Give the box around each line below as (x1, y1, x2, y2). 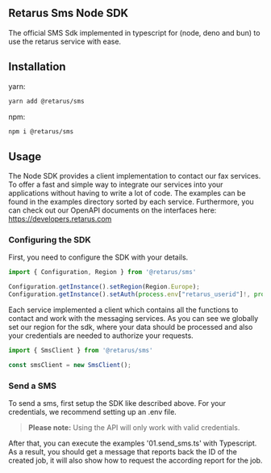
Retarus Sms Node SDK (8, 6, 129, 20)
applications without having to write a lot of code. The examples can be (8, 188, 246, 198)
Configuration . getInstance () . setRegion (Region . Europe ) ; (8, 283, 200, 291)
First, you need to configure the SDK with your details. (8, 252, 189, 262)
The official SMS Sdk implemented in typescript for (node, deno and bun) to (8, 27, 261, 37)
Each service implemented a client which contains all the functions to (8, 305, 239, 315)
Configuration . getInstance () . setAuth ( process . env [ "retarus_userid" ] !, (8, 290, 251, 298)
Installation (8, 60, 66, 74)
